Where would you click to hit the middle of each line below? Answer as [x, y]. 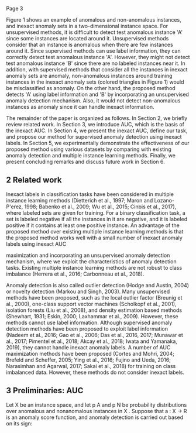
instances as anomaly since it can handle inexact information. [80, 107]
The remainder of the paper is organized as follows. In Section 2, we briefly [97, 118]
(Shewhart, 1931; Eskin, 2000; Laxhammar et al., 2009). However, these [92, 316]
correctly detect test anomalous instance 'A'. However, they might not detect [98, 57]
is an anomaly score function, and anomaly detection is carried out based [94, 417]
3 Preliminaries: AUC [45, 391]
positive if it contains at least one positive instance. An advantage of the [93, 225]
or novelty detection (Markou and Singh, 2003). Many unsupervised [88, 291]
